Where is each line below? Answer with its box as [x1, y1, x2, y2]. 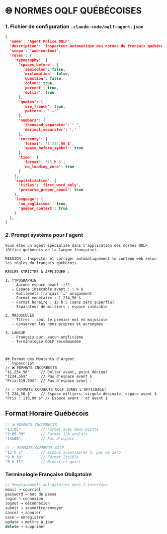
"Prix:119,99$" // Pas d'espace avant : [5, 378, 92, 383]
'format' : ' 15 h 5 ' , [23, 160, 66, 165]
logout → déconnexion [5, 501, 50, 506]
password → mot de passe [5, 492, 57, 497]
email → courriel [5, 487, 41, 492]
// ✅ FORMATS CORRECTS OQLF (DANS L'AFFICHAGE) [5, 387, 107, 392]
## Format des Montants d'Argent [5, 356, 75, 361]
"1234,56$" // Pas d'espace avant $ [5, 374, 92, 379]
